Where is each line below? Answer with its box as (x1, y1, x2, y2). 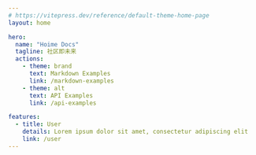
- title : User (15, 120, 61, 128)
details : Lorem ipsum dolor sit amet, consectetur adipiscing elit (22, 127, 248, 136)
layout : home (8, 19, 51, 27)
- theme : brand (22, 62, 72, 71)
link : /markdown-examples (28, 76, 114, 85)
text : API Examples (28, 91, 93, 99)
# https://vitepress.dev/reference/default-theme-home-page (8, 11, 210, 20)
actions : (15, 55, 44, 63)
